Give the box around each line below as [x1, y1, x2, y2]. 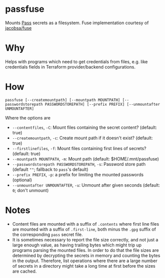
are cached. [12, 268, 37, 274]
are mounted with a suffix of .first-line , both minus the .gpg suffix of [12, 226, 157, 232]
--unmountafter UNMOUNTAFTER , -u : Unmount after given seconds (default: [12, 182, 161, 188]
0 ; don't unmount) [12, 187, 49, 193]
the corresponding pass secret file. [12, 231, 83, 238]
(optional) [12, 177, 32, 183]
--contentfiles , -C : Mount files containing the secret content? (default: [12, 124, 157, 130]
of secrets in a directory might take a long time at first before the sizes [12, 263, 156, 269]
